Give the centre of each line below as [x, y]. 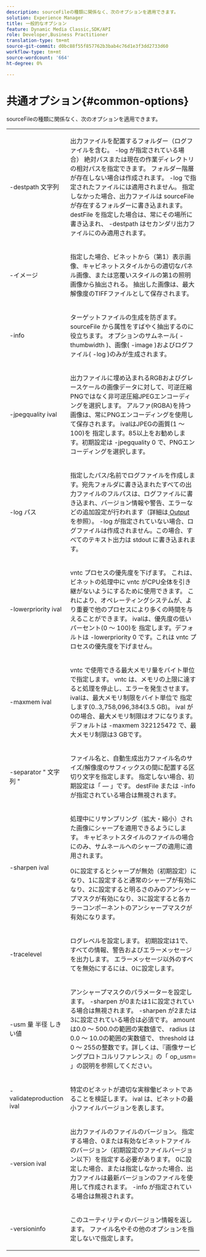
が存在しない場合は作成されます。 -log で [130, 178]
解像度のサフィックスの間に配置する [136, 767]
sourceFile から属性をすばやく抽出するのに [132, 327]
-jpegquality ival [33, 415]
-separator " [28, 772]
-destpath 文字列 [34, 187]
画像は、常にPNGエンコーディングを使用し [132, 415]
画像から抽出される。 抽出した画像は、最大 [132, 285]
